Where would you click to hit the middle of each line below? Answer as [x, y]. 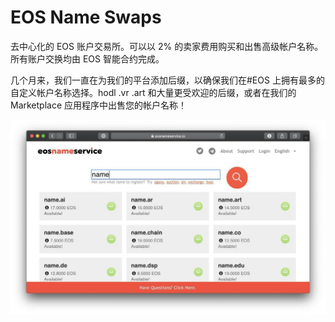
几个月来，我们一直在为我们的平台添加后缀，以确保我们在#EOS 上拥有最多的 [167, 80]
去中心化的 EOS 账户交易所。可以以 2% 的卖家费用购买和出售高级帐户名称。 [167, 46]
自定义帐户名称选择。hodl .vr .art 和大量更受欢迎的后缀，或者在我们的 [153, 92]
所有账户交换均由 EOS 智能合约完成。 [87, 58]
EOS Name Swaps [86, 17]
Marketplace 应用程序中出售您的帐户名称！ [99, 105]
